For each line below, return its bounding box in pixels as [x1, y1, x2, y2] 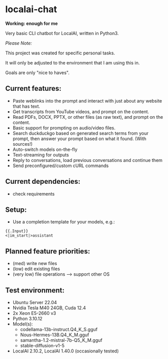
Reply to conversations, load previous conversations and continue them [12, 157, 163, 163]
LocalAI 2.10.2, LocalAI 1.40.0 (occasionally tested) [12, 348, 119, 354]
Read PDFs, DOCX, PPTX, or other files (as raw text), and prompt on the [12, 114, 163, 120]
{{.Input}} [5, 229, 28, 234]
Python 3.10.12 [12, 316, 43, 321]
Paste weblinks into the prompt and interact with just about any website [12, 97, 162, 104]
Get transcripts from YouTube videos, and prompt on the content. [12, 108, 150, 115]
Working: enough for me [5, 20, 58, 26]
